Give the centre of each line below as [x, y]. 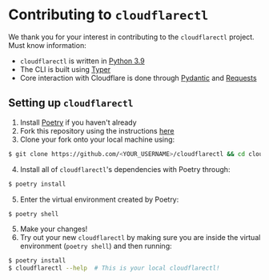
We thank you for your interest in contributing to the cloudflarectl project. [131, 37]
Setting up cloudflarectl [71, 103]
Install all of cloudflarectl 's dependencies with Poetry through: [125, 169]
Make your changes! [54, 229]
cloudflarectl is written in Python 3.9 [82, 61]
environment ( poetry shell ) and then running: [96, 246]
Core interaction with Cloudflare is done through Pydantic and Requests [139, 78]
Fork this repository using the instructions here [97, 130]
